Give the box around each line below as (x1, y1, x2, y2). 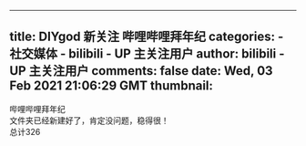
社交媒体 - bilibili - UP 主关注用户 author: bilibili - (9, 47, 285, 62)
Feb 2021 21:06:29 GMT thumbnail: (9, 78, 214, 94)
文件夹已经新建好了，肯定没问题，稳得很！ (9, 115, 169, 126)
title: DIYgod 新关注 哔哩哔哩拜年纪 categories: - (9, 29, 284, 45)
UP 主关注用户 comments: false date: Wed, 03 (9, 63, 273, 78)
